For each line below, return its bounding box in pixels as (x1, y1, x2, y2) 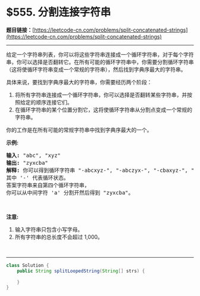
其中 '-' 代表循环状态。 (6, 174, 70, 181)
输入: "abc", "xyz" (6, 152, 61, 159)
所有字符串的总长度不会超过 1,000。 (14, 233, 103, 240)
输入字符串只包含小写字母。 (14, 226, 83, 233)
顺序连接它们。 (35, 98, 73, 106)
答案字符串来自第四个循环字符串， (6, 181, 90, 189)
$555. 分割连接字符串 (6, 5, 111, 19)
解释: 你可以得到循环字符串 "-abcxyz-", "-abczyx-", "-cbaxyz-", (6, 166, 189, 174)
